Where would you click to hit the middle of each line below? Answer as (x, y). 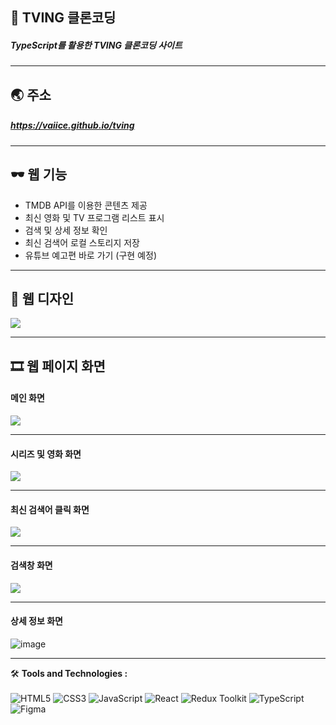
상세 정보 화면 (36, 621)
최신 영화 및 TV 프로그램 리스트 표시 (94, 217)
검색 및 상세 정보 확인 (66, 230)
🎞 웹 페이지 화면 (58, 366)
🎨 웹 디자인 (42, 298)
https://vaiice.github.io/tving (72, 125)
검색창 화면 (31, 565)
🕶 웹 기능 (39, 174)
